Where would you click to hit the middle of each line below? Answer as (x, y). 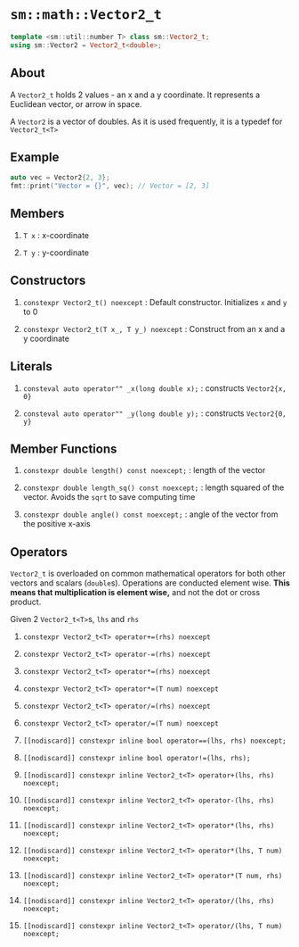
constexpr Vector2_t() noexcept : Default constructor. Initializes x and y (155, 302)
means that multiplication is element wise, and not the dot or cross (135, 593)
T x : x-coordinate (56, 235)
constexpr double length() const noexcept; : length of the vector (144, 470)
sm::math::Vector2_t (86, 15)
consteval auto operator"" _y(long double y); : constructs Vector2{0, (155, 413)
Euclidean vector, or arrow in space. (76, 104)
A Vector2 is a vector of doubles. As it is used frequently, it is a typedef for (146, 121)
